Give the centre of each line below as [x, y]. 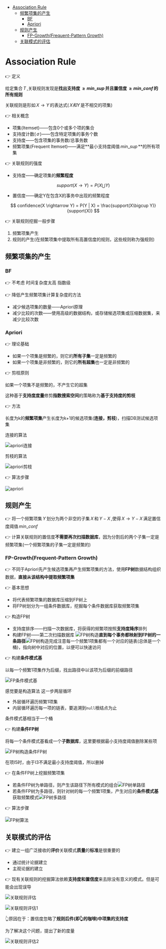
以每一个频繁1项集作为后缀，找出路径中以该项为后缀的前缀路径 [69, 670]
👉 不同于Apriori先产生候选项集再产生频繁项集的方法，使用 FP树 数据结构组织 [83, 569]
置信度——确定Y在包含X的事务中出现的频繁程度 [61, 195]
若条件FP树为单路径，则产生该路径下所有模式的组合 [65, 785]
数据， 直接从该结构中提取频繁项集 [40, 577]
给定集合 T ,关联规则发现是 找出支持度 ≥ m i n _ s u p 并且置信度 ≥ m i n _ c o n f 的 [82, 88]
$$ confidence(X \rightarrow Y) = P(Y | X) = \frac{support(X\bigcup [79, 205]
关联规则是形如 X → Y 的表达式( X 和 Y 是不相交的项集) [59, 105]
